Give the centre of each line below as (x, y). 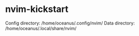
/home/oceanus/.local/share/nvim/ (41, 28)
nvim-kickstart (37, 9)
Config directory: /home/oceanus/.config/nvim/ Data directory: (70, 23)
